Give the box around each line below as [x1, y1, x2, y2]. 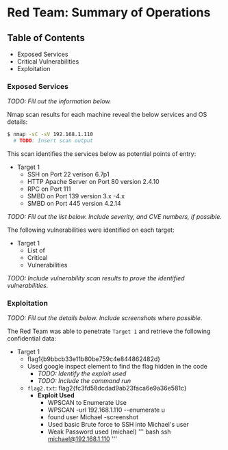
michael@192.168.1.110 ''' [47, 435, 118, 443]
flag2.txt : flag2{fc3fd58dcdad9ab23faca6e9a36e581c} [27, 384, 187, 393]
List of [27, 246, 46, 254]
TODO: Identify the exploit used [37, 369, 127, 378]
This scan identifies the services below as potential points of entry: [7, 150, 197, 158]
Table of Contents [7, 32, 86, 44]
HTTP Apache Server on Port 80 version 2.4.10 [27, 178, 160, 186]
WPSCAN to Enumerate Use [47, 399, 127, 407]
